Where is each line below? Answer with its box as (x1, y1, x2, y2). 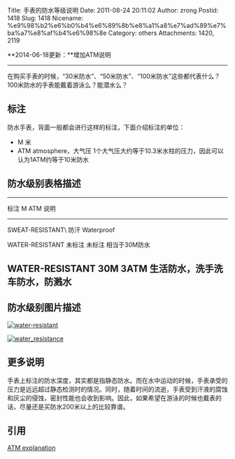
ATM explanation (7, 444, 56, 452)
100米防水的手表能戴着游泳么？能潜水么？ (7, 81, 128, 89)
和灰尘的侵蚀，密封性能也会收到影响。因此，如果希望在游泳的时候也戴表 (7, 393, 215, 402)
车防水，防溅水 (7, 276, 72, 288)
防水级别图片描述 (7, 302, 81, 314)
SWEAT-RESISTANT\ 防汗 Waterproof (7, 226, 115, 234)
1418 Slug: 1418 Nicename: (7, 14, 84, 22)
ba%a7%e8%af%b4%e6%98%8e (7, 29, 107, 37)
